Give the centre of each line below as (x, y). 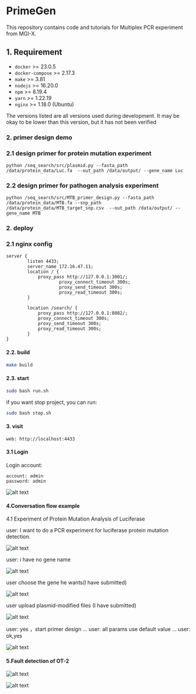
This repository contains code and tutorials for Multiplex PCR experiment (94, 27)
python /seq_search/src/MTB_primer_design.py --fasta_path (80, 198)
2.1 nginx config (29, 244)
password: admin (26, 481)
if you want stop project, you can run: (52, 402)
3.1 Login (17, 452)
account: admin (25, 476)
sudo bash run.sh (27, 391)
